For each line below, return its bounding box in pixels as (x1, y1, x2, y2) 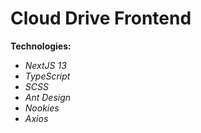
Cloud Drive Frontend (10, 7, 192, 30)
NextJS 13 (24, 59, 67, 71)
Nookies (24, 102, 60, 114)
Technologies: (10, 40, 72, 52)
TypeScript (24, 70, 71, 82)
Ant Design (24, 91, 72, 103)
